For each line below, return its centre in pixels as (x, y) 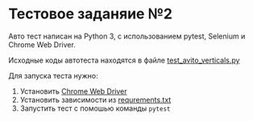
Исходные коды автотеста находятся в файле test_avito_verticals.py (124, 60)
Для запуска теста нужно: (53, 75)
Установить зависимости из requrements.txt (95, 99)
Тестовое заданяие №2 (91, 14)
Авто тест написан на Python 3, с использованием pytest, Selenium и (127, 36)
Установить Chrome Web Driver (73, 91)
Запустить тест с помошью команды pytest (95, 108)
